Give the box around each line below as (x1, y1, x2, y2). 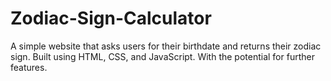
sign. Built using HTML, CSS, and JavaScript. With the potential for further (10, 50, 315, 62)
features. (10, 61, 48, 73)
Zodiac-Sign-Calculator (10, 7, 212, 30)
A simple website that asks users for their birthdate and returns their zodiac (10, 40, 322, 52)
